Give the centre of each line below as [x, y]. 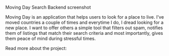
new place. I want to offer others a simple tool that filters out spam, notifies [84, 28]
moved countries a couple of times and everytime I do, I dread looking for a [84, 22]
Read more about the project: [36, 48]
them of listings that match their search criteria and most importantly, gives [84, 33]
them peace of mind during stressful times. [51, 38]
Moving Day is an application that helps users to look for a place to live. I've [85, 17]
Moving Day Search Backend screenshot [48, 7]
